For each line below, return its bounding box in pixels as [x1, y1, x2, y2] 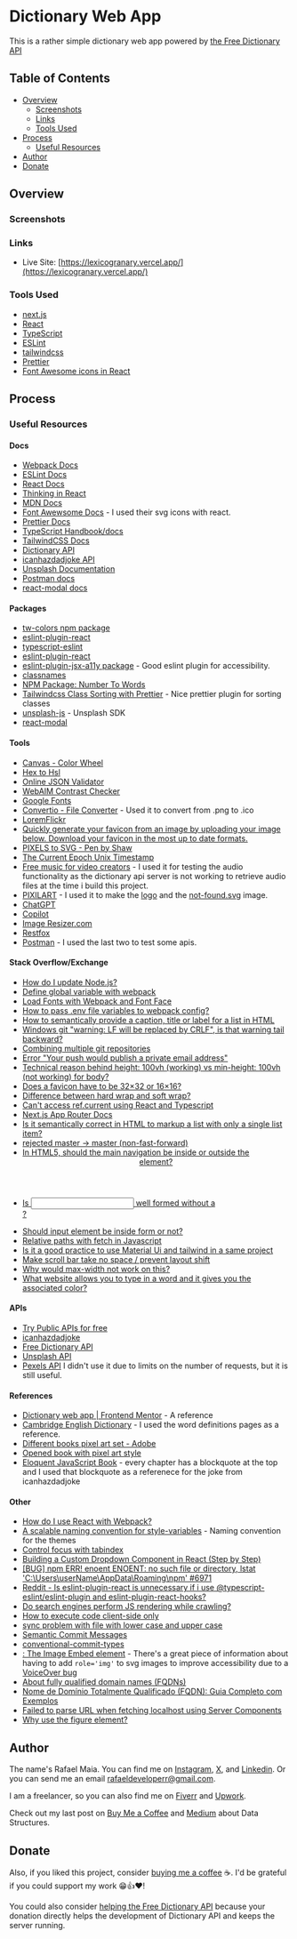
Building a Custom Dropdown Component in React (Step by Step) [21, 1554, 261, 1565]
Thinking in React [21, 488, 86, 499]
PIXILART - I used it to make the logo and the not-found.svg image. [21, 889, 269, 900]
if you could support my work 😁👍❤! [9, 1880, 146, 1891]
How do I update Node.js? [21, 976, 117, 988]
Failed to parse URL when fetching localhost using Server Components [21, 1705, 282, 1716]
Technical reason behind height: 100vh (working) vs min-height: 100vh [21, 1062, 281, 1072]
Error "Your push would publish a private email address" [21, 1052, 229, 1063]
